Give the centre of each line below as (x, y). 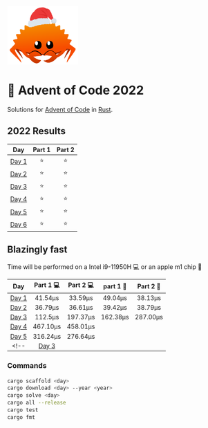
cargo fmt (21, 417)
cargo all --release (37, 403)
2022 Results (36, 131)
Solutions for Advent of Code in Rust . (60, 109)
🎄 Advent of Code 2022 (76, 90)
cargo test (23, 410)
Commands (27, 366)
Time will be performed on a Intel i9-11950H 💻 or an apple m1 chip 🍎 (105, 267)
